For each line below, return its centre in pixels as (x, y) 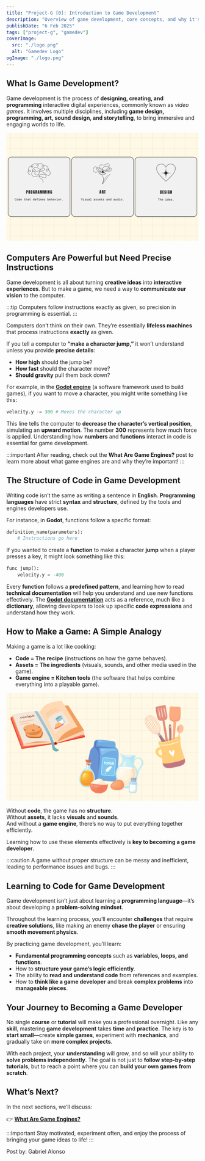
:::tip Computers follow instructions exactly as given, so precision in (91, 307)
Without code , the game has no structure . (59, 811)
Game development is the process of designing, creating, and (85, 98)
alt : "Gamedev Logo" (38, 52)
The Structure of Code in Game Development (94, 480)
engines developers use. (37, 508)
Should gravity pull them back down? (63, 375)
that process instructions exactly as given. (60, 332)
